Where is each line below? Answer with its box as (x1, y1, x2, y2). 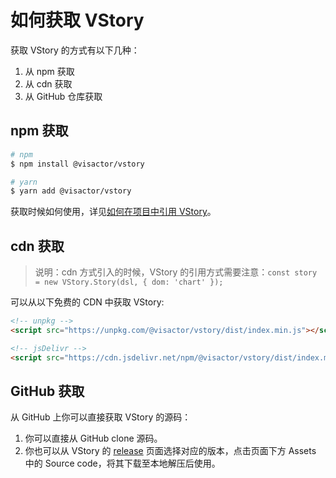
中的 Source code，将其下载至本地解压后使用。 (24, 457, 221, 470)
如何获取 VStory (10, 9, 145, 32)
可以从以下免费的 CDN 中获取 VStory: (10, 296, 165, 308)
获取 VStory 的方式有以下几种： (10, 44, 140, 56)
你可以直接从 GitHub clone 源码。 (24, 432, 163, 445)
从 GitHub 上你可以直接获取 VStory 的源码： (10, 411, 192, 423)
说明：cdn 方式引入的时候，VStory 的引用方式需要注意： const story (34, 266, 318, 278)
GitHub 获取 (10, 382, 85, 400)
